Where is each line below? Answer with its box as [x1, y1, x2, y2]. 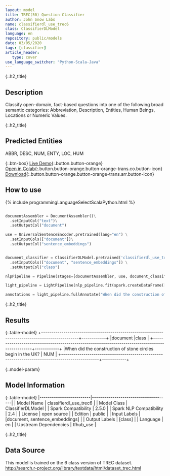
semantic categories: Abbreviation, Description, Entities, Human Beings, [5, 107, 155, 113]
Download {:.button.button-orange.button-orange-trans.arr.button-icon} [5, 171, 154, 177]
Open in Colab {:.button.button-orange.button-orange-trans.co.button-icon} [5, 166, 163, 172]
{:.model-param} [5, 366, 40, 372]
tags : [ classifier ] [5, 45, 47, 50]
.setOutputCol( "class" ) [10, 265, 60, 270]
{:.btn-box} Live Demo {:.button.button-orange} [5, 160, 103, 166]
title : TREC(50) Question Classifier [5, 12, 85, 17]
